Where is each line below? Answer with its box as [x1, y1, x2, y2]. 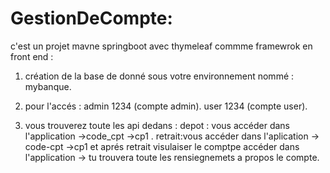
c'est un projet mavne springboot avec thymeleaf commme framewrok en [10, 40, 313, 52]
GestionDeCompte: [10, 7, 173, 30]
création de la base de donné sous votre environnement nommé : [24, 70, 295, 82]
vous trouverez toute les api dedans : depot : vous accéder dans [24, 119, 290, 131]
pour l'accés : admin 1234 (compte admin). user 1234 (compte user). [24, 100, 308, 112]
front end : [10, 50, 54, 62]
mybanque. [24, 80, 72, 92]
